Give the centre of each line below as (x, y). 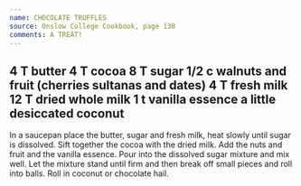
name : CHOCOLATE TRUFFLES (58, 18)
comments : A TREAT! (46, 34)
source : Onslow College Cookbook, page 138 (93, 26)
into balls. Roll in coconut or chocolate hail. (89, 173)
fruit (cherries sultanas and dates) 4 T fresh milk (149, 85)
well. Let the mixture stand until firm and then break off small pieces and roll (151, 164)
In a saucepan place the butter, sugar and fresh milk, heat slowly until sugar (150, 135)
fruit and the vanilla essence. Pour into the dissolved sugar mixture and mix (150, 154)
